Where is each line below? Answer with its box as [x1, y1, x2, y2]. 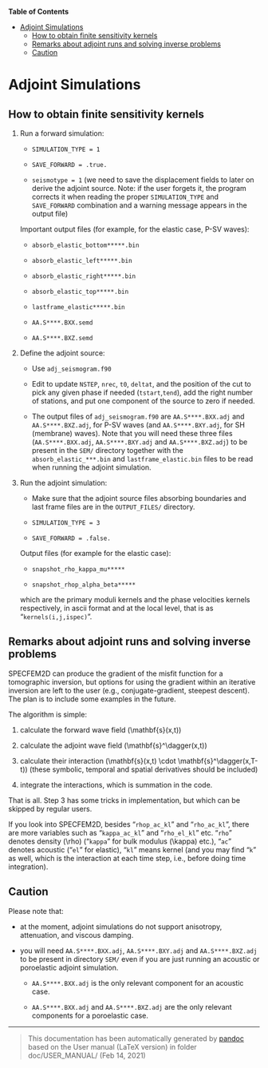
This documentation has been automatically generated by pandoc [27, 1034, 245, 1043]
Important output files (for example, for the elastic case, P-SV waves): [19, 224, 250, 234]
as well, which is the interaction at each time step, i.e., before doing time [8, 853, 246, 863]
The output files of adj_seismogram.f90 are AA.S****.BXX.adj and [31, 411, 245, 421]
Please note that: [8, 906, 64, 915]
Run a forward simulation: [19, 129, 104, 138]
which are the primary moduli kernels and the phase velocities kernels [19, 595, 250, 604]
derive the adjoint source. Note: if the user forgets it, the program [31, 184, 247, 193]
